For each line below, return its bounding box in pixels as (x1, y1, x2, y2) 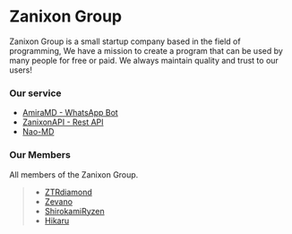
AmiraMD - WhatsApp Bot (21, 108, 118, 118)
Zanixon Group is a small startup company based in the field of (9, 36, 241, 47)
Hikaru (44, 215, 70, 226)
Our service (9, 87, 62, 100)
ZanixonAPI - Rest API (21, 117, 105, 127)
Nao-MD (21, 126, 55, 137)
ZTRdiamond (44, 186, 92, 197)
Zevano (44, 195, 73, 207)
